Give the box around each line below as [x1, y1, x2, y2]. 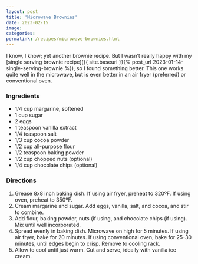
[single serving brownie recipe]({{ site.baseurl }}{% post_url [6, 58, 152, 65]
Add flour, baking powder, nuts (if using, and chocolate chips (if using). [14, 214, 187, 222]
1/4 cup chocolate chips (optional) [14, 161, 98, 169]
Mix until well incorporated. [14, 221, 81, 228]
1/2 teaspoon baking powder [14, 149, 84, 156]
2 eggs [14, 118, 32, 125]
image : [6, 25, 22, 31]
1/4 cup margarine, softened [14, 105, 84, 113]
